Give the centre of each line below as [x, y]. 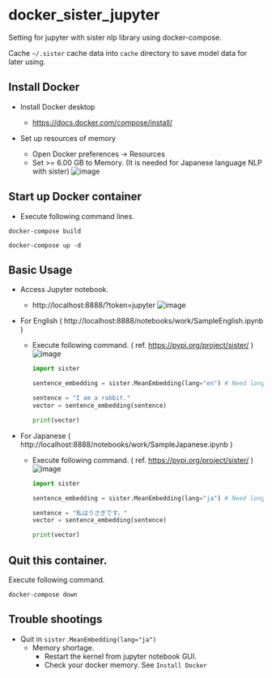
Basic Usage [40, 270]
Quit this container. [58, 560]
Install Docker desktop [57, 106]
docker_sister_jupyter [84, 15]
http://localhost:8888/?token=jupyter [94, 305]
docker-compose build [45, 231]
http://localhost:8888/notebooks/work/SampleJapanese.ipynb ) [126, 444]
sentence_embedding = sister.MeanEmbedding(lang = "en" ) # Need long [148, 384]
